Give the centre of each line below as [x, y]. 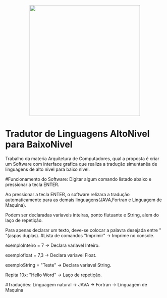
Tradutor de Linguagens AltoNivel [77, 134]
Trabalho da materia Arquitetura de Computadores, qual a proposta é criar [82, 158]
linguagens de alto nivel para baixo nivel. [47, 169]
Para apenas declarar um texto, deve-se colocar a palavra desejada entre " [83, 230]
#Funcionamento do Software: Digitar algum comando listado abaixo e [78, 179]
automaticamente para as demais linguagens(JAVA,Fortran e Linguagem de [84, 200]
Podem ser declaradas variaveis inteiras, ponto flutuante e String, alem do [82, 215]
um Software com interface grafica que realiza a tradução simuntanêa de [81, 164]
